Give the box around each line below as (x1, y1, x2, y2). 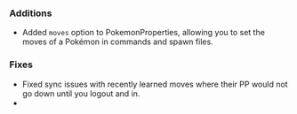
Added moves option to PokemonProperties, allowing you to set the (21, 27, 265, 38)
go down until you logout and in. (21, 87, 140, 99)
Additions (9, 7, 52, 19)
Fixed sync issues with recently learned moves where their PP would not (21, 79, 288, 89)
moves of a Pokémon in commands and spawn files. (21, 36, 213, 47)
